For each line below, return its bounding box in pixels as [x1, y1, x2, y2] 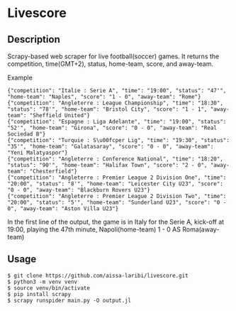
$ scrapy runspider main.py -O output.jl [7, 297, 132, 304]
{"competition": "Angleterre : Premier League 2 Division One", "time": [7, 174, 227, 181]
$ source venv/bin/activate [7, 284, 91, 292]
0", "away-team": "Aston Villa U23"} [7, 205, 119, 212]
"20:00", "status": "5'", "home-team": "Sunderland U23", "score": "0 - [7, 199, 227, 206]
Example [7, 73, 33, 82]
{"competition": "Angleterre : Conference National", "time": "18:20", [7, 155, 223, 163]
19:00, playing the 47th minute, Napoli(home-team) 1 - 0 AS [7, 225, 181, 234]
